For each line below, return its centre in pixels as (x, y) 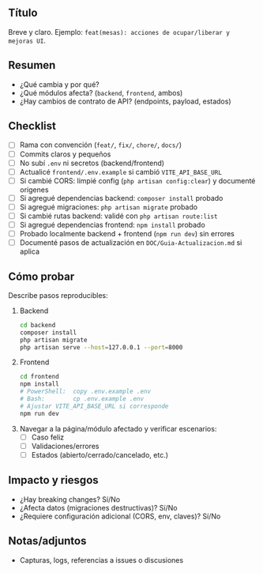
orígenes (34, 190)
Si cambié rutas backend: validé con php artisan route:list (118, 216)
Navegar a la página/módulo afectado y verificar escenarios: (118, 428)
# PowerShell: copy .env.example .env (85, 392)
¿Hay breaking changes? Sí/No (70, 499)
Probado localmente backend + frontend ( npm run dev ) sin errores (127, 234)
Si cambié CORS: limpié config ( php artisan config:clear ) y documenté (137, 180)
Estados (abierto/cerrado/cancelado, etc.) (100, 454)
